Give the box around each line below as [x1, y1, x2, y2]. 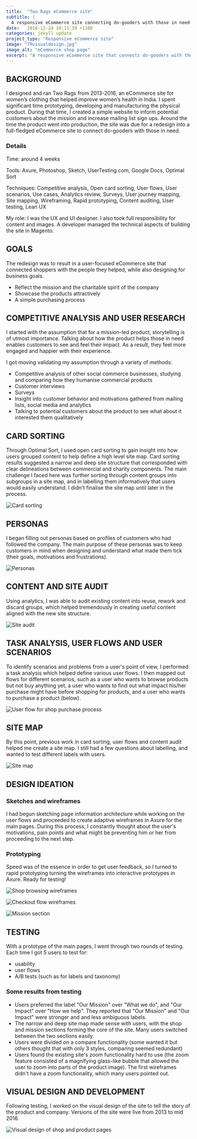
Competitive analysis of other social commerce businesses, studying [14, 370, 181, 377]
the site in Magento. [6, 227, 55, 234]
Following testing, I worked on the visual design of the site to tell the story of [6, 1103, 191, 1110]
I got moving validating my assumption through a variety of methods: [6, 359, 173, 366]
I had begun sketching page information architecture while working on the [6, 810, 185, 818]
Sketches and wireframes [6, 797, 81, 805]
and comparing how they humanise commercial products [14, 377, 152, 384]
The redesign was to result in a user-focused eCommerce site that [6, 259, 167, 267]
